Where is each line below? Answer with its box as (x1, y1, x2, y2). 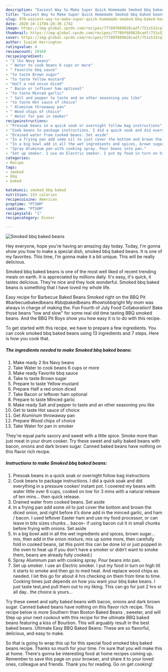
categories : (5, 155, 30, 160)
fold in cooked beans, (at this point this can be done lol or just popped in (12, 541, 162, 547)
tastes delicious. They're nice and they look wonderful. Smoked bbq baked (5, 279, 160, 285)
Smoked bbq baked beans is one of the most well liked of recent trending (5, 269, 157, 274)
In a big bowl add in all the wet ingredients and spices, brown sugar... (12, 531, 155, 537)
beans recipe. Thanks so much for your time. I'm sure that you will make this (5, 646, 163, 652)
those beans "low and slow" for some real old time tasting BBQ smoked (5, 310, 153, 316)
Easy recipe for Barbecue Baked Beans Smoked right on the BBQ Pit (5, 294, 146, 300)
